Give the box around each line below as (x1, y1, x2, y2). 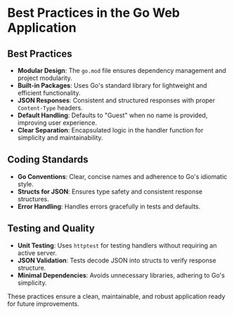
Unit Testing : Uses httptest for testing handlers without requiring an (17, 241, 217, 250)
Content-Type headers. (17, 104, 83, 112)
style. (17, 180, 34, 188)
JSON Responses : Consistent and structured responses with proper (17, 96, 216, 105)
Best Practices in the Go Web (7, 5, 181, 21)
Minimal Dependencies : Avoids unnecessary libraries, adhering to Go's (17, 271, 225, 279)
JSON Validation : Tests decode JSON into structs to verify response (17, 256, 216, 264)
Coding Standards (7, 154, 89, 166)
